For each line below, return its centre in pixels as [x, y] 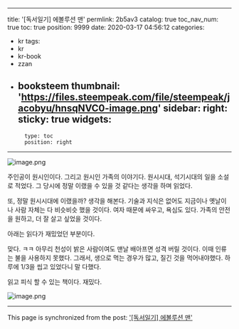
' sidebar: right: [193, 109]
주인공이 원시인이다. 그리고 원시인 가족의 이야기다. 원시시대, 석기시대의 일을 [112, 177]
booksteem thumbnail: [69, 86]
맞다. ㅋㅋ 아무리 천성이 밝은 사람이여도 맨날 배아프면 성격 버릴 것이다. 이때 [111, 249]
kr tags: [29, 41]
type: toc [39, 136]
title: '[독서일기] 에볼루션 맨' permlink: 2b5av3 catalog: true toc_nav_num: [113, 19]
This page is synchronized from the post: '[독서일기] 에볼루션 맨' [100, 317]
